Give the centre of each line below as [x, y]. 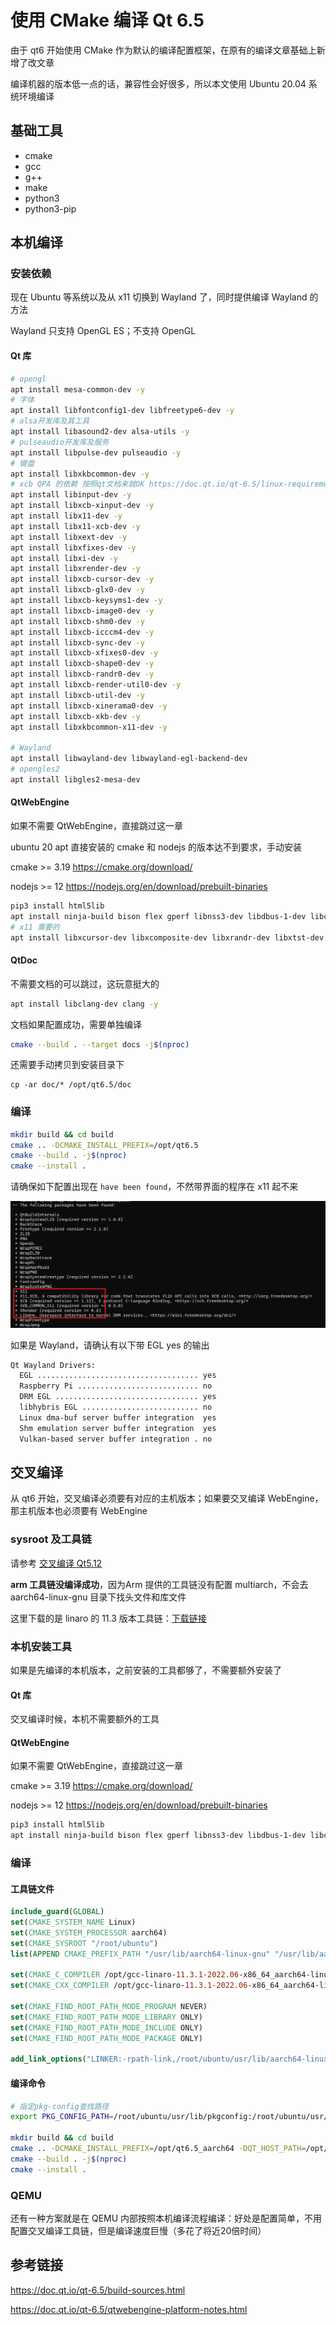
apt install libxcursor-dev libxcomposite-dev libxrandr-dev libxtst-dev [167, 937]
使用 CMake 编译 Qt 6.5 [107, 20]
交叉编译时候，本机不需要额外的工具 [85, 1719]
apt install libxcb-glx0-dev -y [77, 590]
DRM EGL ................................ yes [118, 1397]
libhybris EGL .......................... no [116, 1407]
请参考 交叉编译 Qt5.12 [56, 1563]
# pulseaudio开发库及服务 [60, 442]
